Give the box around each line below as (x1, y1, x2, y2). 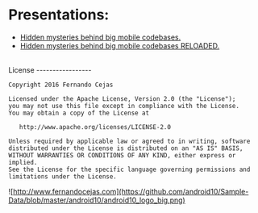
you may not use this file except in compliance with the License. (8, 102, 240, 110)
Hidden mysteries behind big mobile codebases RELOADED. (19, 40, 220, 50)
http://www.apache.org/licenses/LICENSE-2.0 (19, 123, 172, 131)
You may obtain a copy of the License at (8, 109, 150, 117)
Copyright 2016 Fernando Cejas (8, 81, 114, 89)
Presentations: (8, 6, 110, 24)
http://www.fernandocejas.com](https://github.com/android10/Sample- (13, 186, 249, 196)
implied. (8, 158, 38, 166)
